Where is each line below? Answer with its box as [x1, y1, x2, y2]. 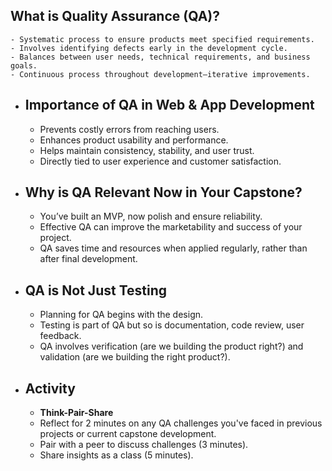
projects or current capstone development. [39, 428, 217, 440]
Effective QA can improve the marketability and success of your [39, 221, 303, 233]
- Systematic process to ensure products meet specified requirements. [10, 34, 315, 44]
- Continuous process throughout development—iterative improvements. [10, 69, 311, 79]
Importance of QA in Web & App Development [24, 97, 315, 114]
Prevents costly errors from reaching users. [39, 123, 220, 135]
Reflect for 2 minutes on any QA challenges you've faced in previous [39, 417, 323, 429]
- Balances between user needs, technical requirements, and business [10, 52, 311, 62]
